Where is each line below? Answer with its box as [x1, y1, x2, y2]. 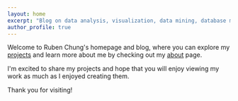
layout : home [7, 10, 46, 18]
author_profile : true [7, 23, 72, 31]
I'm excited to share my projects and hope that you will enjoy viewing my [7, 65, 220, 73]
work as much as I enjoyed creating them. [7, 72, 130, 80]
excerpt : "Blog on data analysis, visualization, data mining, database [7, 17, 227, 24]
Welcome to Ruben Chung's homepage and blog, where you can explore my [7, 43, 230, 52]
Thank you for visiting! [7, 86, 73, 95]
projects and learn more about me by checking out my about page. [7, 51, 203, 59]
